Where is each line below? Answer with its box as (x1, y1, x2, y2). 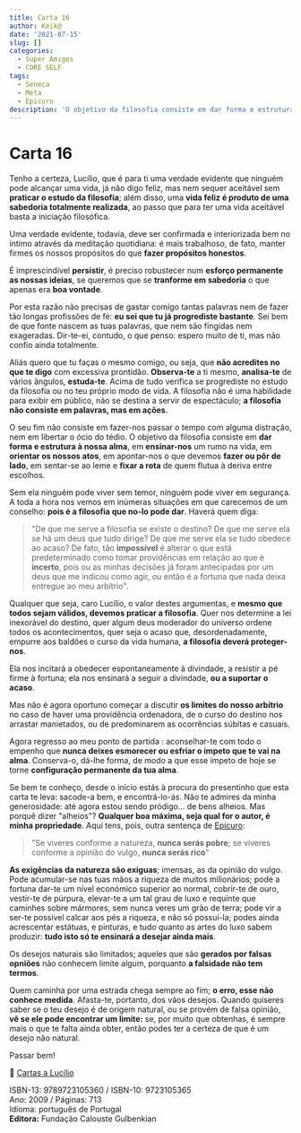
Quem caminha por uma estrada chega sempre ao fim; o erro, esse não (9, 985, 274, 996)
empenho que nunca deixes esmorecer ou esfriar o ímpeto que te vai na (9, 745, 280, 756)
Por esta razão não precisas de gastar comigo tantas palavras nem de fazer (9, 301, 289, 312)
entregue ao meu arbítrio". (30, 580, 129, 592)
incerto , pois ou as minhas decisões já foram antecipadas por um (30, 562, 274, 572)
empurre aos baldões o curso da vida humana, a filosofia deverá (9, 636, 249, 647)
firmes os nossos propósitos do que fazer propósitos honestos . (9, 248, 247, 258)
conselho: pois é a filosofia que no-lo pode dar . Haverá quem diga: (9, 506, 259, 517)
